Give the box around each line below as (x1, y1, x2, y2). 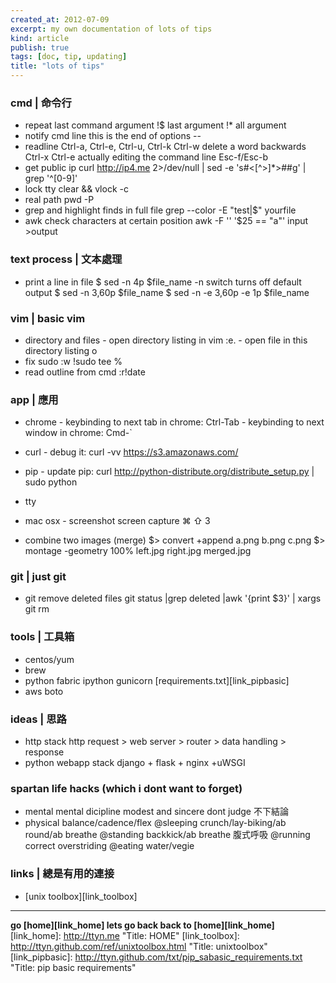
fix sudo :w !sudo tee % (24, 355, 123, 367)
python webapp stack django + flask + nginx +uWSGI (24, 757, 246, 769)
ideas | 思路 (10, 712, 67, 726)
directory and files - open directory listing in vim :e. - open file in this (24, 334, 308, 346)
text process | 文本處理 (10, 252, 123, 266)
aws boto (24, 685, 64, 697)
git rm (24, 603, 50, 615)
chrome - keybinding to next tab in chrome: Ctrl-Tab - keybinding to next (24, 416, 325, 428)
